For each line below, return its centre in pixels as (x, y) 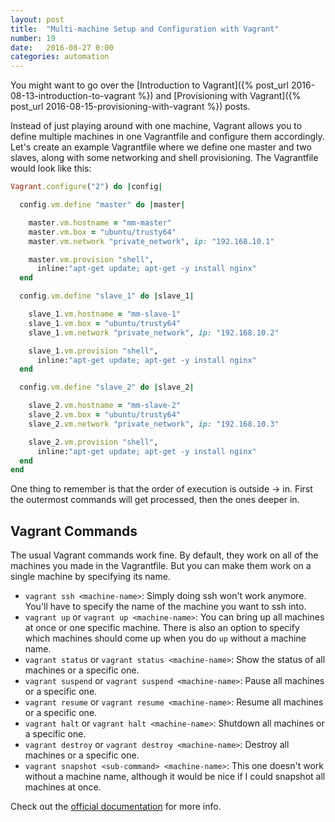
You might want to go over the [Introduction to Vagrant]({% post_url (149, 85)
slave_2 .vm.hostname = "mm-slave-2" (105, 406)
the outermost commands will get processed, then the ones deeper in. (155, 500)
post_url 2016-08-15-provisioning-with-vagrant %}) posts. (130, 107)
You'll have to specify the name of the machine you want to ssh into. (165, 607)
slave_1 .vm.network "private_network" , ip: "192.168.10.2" (154, 332)
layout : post (37, 19)
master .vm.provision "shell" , (91, 259)
